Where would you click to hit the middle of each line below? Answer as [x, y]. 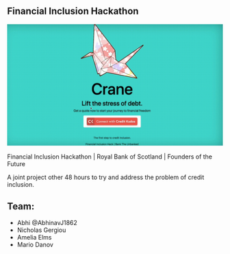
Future [16, 164]
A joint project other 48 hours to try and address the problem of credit [106, 177]
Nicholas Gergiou [41, 230]
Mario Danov [35, 245]
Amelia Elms [34, 238]
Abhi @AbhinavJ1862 [47, 223]
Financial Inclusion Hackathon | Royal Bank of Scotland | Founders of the [110, 157]
